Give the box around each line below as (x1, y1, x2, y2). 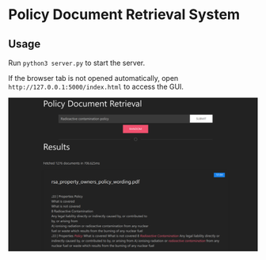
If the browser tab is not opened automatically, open (8, 74, 179, 82)
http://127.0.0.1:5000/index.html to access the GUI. (8, 82, 184, 91)
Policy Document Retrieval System (8, 6, 240, 24)
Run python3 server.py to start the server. (8, 58, 146, 67)
